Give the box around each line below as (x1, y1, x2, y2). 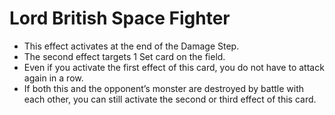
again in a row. (23, 72, 84, 84)
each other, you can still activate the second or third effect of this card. (23, 93, 317, 105)
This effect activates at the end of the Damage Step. (23, 40, 240, 52)
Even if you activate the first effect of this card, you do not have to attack (23, 61, 325, 73)
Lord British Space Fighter (9, 7, 231, 30)
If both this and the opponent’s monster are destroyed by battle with (23, 82, 305, 94)
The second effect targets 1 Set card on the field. (23, 50, 226, 62)
